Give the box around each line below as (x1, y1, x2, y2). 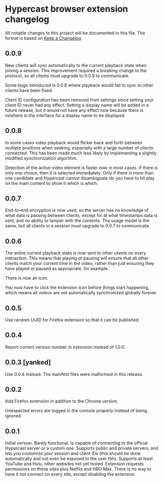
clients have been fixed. (5, 87, 53, 93)
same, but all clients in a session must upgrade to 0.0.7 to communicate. (5, 223, 150, 229)
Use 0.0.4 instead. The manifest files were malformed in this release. (5, 371, 143, 377)
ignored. (5, 413, 22, 419)
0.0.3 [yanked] (5, 358, 51, 367)
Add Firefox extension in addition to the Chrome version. (5, 398, 119, 404)
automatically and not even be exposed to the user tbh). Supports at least (5, 456, 153, 461)
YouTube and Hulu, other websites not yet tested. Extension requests (5, 461, 144, 467)
